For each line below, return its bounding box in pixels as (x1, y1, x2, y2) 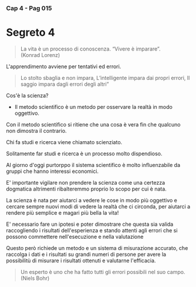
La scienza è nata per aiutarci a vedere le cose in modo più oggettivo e (6, 196, 177, 203)
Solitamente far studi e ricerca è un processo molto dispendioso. (6, 150, 163, 157)
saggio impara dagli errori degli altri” (20, 81, 109, 88)
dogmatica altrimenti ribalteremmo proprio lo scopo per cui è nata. (6, 185, 167, 192)
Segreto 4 (6, 26, 55, 39)
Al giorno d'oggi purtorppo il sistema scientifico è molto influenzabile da (6, 161, 181, 168)
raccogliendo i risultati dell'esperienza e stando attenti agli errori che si (6, 226, 178, 233)
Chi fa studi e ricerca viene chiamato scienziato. (6, 138, 123, 145)
